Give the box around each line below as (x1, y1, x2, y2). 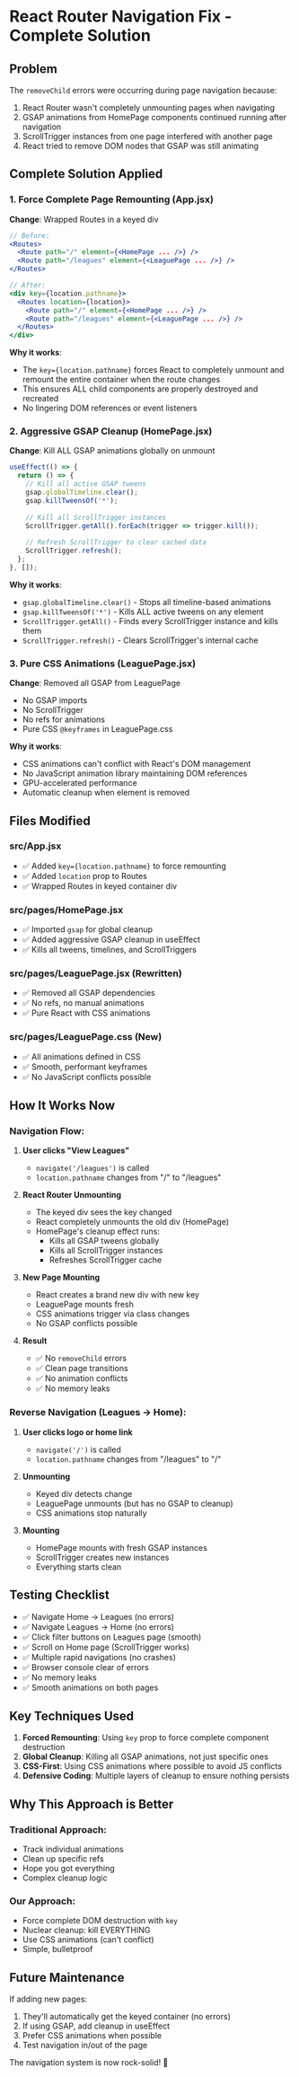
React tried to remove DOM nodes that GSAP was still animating (22, 141, 259, 151)
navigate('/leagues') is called (35, 1163, 150, 1174)
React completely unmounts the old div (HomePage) (35, 1217, 230, 1228)
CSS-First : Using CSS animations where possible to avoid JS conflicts (22, 1761, 283, 1772)
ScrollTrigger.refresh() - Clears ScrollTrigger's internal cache (22, 635, 259, 646)
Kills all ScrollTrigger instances (48, 1245, 163, 1256)
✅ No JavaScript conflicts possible (22, 1071, 152, 1082)
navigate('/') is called (35, 1444, 121, 1455)
